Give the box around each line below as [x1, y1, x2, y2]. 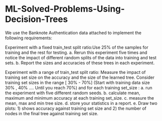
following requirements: [5, 35, 52, 41]
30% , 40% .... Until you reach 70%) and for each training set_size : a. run [5, 85, 153, 90]
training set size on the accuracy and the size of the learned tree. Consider [5, 74, 155, 80]
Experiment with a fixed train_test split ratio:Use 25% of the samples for [5, 44, 149, 50]
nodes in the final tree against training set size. [5, 110, 98, 116]
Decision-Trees [5, 14, 68, 25]
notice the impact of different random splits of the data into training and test [5, 54, 157, 60]
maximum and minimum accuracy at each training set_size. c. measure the [5, 95, 154, 101]
